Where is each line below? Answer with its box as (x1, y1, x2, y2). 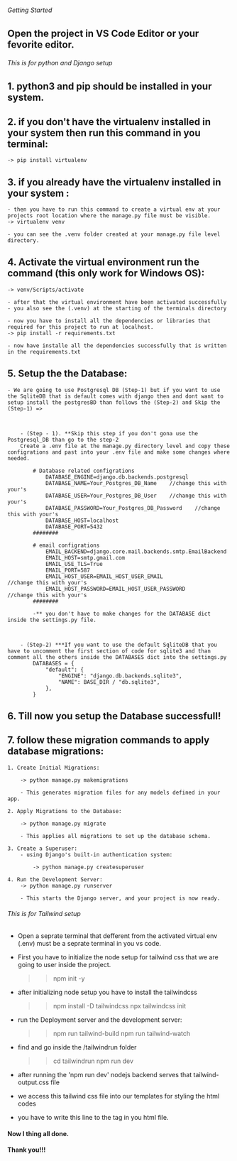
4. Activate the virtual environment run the (7, 256, 200, 268)
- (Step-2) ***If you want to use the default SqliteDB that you (20, 641, 218, 648)
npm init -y (53, 974, 85, 983)
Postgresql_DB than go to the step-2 (7, 436, 119, 443)
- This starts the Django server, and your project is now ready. (20, 895, 221, 902)
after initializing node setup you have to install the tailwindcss (17, 988, 197, 997)
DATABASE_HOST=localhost (45, 517, 119, 524)
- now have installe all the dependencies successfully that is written (7, 342, 227, 349)
